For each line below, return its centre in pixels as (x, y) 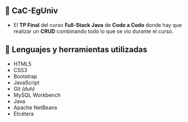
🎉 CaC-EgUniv (32, 11)
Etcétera (23, 113)
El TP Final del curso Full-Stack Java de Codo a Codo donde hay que (98, 25)
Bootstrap (25, 76)
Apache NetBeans (35, 107)
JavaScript (26, 82)
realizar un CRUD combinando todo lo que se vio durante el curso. (93, 31)
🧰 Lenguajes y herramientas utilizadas (76, 50)
